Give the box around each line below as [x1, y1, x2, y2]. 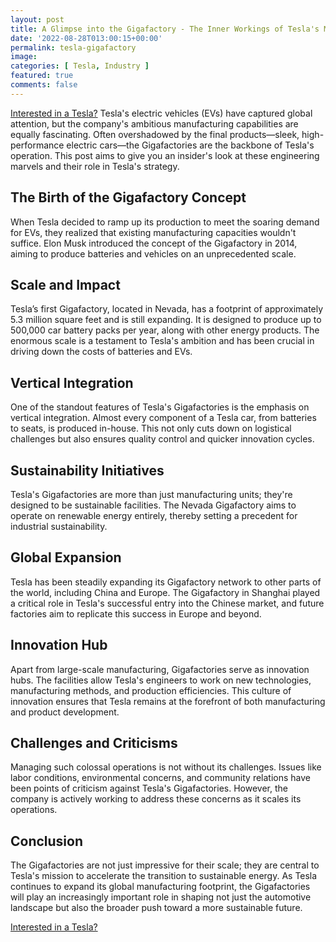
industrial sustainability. [10, 521, 108, 532]
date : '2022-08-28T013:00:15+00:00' [10, 33, 163, 43]
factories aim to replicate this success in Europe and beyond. [10, 607, 262, 620]
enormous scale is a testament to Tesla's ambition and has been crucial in [10, 335, 315, 347]
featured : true [10, 71, 74, 81]
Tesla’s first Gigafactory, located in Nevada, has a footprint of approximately [10, 303, 324, 315]
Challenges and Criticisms [10, 735, 178, 752]
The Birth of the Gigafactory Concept [10, 189, 247, 206]
